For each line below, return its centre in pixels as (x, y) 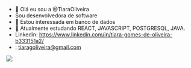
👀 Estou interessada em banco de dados (65, 22)
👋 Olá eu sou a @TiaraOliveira (52, 9)
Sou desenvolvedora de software (56, 16)
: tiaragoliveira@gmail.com (48, 47)
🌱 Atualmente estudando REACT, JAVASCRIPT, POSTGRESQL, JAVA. (100, 28)
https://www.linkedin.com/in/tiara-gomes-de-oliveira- (106, 35)
